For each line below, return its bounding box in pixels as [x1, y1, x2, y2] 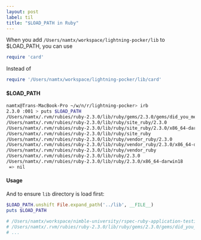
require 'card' [6, 54, 44, 60]
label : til [6, 14, 33, 20]
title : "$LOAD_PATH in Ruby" [6, 20, 79, 26]
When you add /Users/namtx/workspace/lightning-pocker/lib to [6, 37, 166, 44]
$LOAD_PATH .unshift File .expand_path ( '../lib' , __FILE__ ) [6, 202, 154, 208]
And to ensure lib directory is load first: [6, 190, 105, 198]
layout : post [6, 8, 39, 15]
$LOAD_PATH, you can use [6, 42, 73, 50]
